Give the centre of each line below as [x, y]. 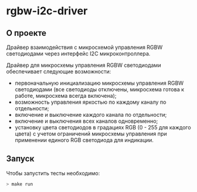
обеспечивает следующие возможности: [59, 72]
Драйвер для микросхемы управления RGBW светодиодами [84, 65]
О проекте [26, 33]
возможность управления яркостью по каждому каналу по [90, 102]
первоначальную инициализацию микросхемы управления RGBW [99, 83]
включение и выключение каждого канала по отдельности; [91, 115]
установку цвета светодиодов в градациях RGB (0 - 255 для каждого [103, 127]
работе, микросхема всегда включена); [66, 96]
